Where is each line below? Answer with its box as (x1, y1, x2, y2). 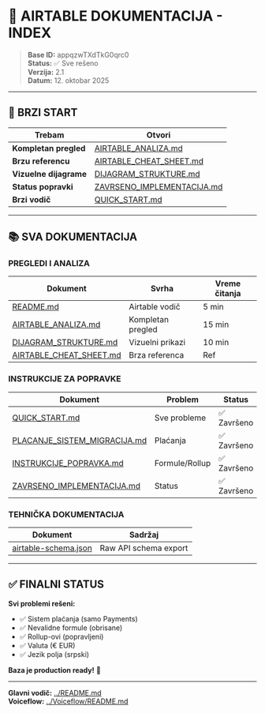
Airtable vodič (129, 302, 181, 313)
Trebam (34, 129, 65, 141)
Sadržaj (129, 529, 159, 540)
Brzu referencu (12, 156, 70, 167)
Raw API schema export (99, 542, 188, 554)
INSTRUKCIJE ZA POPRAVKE (8, 373, 121, 385)
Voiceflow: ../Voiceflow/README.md (8, 696, 129, 706)
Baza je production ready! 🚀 (8, 665, 101, 674)
